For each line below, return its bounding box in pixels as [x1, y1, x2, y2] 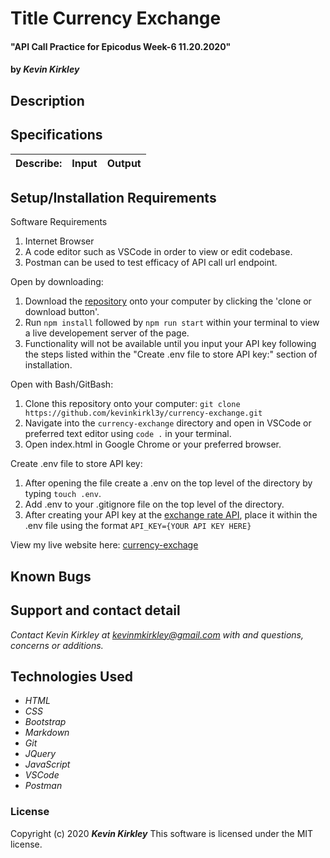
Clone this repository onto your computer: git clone [24, 398, 241, 410]
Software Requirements [10, 216, 108, 228]
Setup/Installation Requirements [10, 189, 217, 206]
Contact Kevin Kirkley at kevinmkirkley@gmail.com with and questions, [10, 628, 305, 641]
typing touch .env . [24, 488, 102, 500]
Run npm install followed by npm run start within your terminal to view [24, 317, 320, 329]
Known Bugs [10, 568, 92, 585]
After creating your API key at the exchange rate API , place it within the [24, 509, 318, 521]
